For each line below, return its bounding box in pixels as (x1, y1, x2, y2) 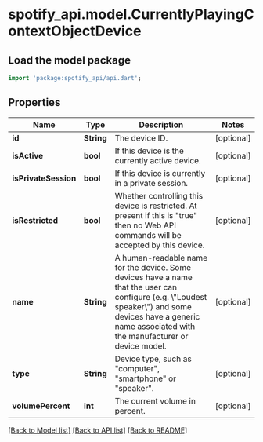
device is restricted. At (114, 200, 197, 211)
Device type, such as (114, 353, 192, 364)
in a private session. (114, 177, 189, 188)
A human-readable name (114, 252, 208, 263)
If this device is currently (114, 167, 206, 178)
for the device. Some (114, 261, 192, 272)
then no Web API (114, 220, 176, 231)
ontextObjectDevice (8, 22, 142, 40)
